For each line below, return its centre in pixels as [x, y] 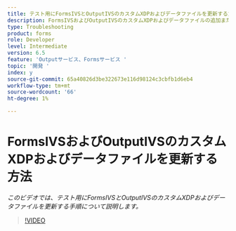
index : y [20, 72]
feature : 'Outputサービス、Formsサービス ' [67, 60]
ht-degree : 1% [28, 99]
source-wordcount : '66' [42, 92]
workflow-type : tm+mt [39, 86]
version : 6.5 [26, 53]
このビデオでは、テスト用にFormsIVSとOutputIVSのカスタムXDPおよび [110, 197]
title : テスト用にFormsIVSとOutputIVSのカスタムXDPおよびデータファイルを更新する [118, 14]
